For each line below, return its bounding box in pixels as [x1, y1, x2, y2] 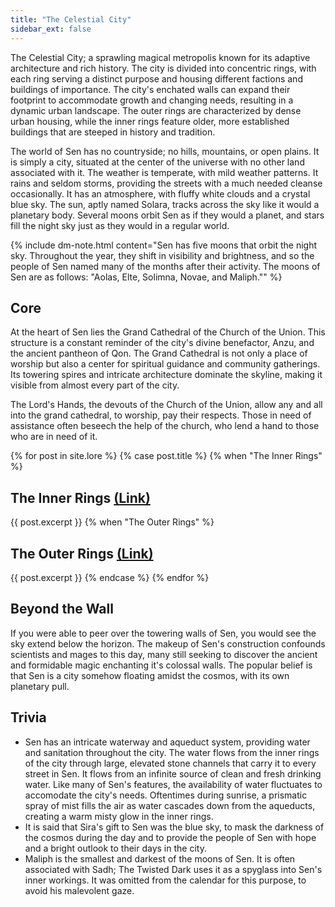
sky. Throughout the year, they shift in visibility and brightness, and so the [10, 249, 315, 261]
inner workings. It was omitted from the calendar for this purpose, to [24, 874, 307, 886]
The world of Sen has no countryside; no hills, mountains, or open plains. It [10, 145, 320, 157]
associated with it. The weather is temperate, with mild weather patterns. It [10, 166, 319, 178]
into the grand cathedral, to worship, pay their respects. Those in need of [10, 409, 312, 421]
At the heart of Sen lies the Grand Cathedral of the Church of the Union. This [10, 326, 326, 338]
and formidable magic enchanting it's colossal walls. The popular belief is [10, 659, 313, 671]
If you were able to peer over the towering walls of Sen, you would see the [10, 627, 317, 639]
